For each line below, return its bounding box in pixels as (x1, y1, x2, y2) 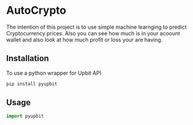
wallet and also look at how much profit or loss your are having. (6, 36, 163, 43)
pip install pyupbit (6, 81, 58, 87)
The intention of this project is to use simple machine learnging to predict (6, 23, 187, 31)
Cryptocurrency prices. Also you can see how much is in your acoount (6, 29, 180, 36)
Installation (6, 53, 49, 63)
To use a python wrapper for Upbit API (6, 69, 101, 77)
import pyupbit (6, 113, 44, 120)
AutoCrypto (6, 4, 67, 17)
